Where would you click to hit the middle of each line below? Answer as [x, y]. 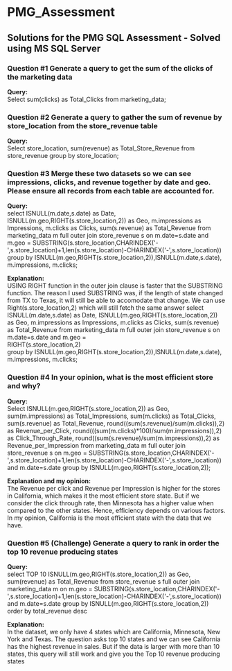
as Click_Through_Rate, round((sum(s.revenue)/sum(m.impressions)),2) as [114, 438]
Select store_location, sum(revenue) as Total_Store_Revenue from [101, 148]
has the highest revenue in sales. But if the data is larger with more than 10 [114, 647]
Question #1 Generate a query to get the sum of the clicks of [110, 68]
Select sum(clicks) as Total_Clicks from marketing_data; [87, 99]
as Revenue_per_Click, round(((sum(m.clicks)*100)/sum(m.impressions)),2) [115, 430]
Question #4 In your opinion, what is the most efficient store [110, 377]
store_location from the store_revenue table [82, 125]
